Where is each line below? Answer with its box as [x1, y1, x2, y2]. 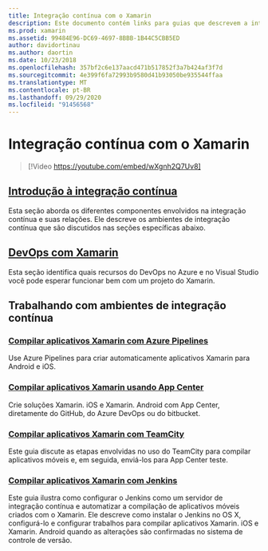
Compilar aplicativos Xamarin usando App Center [8, 382, 204, 393]
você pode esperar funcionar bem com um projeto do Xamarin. [8, 275, 215, 285]
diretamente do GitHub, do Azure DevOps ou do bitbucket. [8, 408, 201, 418]
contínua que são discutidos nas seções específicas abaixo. [8, 223, 206, 232]
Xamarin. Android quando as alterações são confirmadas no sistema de [8, 527, 243, 537]
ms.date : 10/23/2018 [8, 57, 77, 65]
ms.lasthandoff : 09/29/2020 [8, 93, 102, 101]
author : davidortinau [8, 42, 81, 50]
